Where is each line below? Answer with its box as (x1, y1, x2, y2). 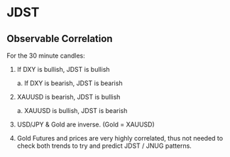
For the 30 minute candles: (6, 51, 86, 60)
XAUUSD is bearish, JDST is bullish (16, 93, 121, 101)
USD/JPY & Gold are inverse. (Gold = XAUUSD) (16, 120, 155, 129)
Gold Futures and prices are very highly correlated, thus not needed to (16, 134, 224, 142)
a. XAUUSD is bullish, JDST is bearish (16, 107, 128, 114)
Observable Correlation (6, 33, 113, 45)
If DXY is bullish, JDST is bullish (16, 65, 111, 73)
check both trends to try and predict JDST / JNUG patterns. (16, 141, 192, 150)
